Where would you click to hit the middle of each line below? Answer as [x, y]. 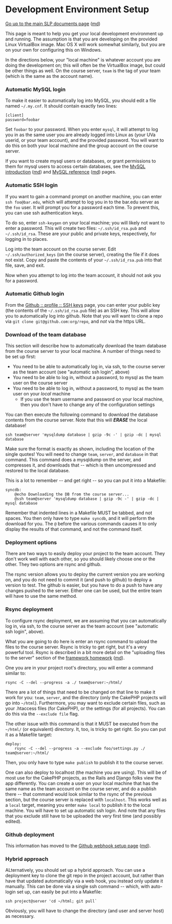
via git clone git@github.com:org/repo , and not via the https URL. [76, 321]
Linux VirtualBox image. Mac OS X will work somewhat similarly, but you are [85, 44]
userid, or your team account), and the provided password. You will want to [85, 140]
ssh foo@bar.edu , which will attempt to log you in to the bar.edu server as [82, 202]
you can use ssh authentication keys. [44, 213]
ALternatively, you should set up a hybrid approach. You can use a [75, 870]
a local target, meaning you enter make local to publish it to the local [78, 805]
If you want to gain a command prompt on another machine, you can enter [84, 196]
